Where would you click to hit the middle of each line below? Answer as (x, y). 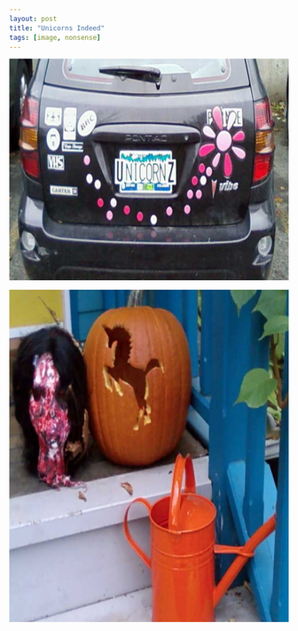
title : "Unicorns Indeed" (57, 28)
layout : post (33, 19)
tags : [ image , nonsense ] (55, 37)
